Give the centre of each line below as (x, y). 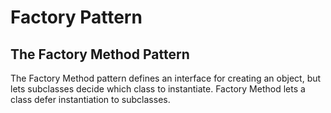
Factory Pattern (76, 17)
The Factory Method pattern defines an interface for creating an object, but (166, 78)
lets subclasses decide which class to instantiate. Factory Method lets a (158, 89)
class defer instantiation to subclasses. (90, 99)
